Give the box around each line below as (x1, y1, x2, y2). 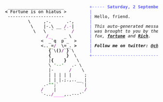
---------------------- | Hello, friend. (7, 14, 131, 19)
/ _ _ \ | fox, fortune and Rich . (46, 34, 151, 38)
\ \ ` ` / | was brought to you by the (33, 29, 159, 34)
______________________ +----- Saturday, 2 (7, 4, 136, 9)
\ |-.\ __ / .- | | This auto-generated (31, 24, 144, 29)
